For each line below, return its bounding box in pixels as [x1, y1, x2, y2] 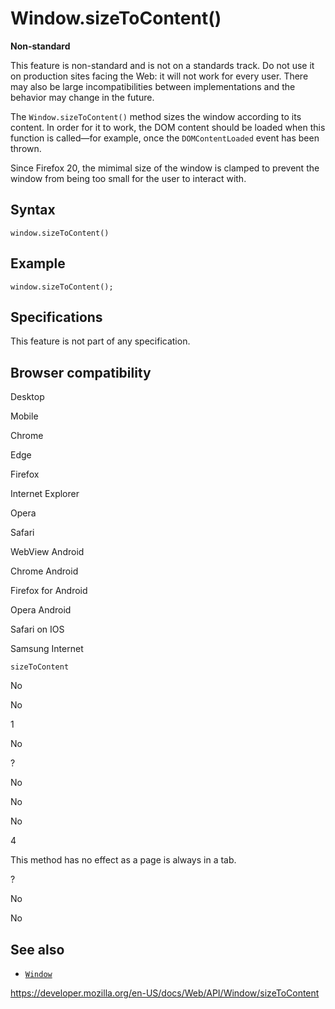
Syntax [10, 202, 56, 219]
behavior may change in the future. [10, 91, 155, 103]
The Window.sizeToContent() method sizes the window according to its [10, 110, 302, 122]
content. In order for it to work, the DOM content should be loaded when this [10, 121, 326, 133]
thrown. [10, 142, 42, 154]
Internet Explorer [10, 488, 80, 500]
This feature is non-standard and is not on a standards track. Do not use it [10, 59, 315, 71]
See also [10, 941, 65, 958]
